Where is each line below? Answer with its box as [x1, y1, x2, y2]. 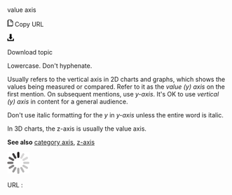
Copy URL [14, 20, 44, 29]
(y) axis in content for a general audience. [7, 97, 128, 106]
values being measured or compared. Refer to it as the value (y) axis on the [7, 82, 226, 91]
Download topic [7, 48, 53, 57]
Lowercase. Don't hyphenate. [7, 62, 93, 70]
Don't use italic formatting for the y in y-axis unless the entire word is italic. [7, 111, 224, 120]
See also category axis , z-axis [7, 138, 95, 147]
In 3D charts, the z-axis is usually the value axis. [7, 124, 147, 133]
